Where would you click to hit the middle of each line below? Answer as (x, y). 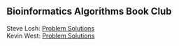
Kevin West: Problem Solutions (51, 36)
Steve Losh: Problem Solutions (51, 28)
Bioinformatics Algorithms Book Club (89, 11)
